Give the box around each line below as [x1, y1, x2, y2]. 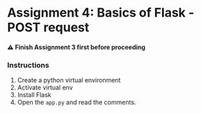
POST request [7, 19, 90, 35]
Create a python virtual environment [17, 76, 121, 85]
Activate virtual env [17, 83, 73, 92]
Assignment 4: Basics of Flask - [7, 5, 195, 21]
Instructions [7, 60, 50, 70]
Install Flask [17, 91, 52, 99]
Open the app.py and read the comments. [17, 98, 136, 107]
